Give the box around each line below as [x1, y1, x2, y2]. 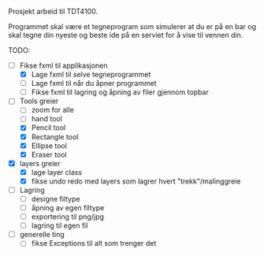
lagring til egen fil [31, 221, 88, 231]
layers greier [19, 158, 61, 168]
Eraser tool [31, 150, 67, 159]
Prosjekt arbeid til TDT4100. [8, 7, 99, 16]
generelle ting [19, 230, 65, 239]
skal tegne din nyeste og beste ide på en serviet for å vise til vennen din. [8, 31, 244, 39]
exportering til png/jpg [31, 212, 105, 221]
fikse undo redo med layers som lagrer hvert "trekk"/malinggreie [31, 176, 241, 186]
